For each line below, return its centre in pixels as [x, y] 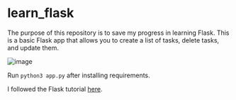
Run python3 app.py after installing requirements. [79, 75]
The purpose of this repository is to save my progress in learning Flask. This [118, 33]
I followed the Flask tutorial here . [55, 89]
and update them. [33, 48]
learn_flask [41, 13]
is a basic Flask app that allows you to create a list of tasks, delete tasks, [113, 40]
